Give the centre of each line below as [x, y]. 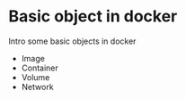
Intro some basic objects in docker [72, 41]
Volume [35, 77]
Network [38, 87]
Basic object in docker [93, 16]
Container [40, 68]
